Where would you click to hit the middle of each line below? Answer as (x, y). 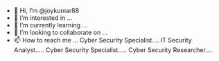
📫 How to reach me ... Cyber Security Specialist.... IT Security (103, 40)
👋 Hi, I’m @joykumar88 (46, 11)
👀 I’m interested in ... (43, 18)
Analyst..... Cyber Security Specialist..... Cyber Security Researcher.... (113, 50)
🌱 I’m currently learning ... (51, 25)
